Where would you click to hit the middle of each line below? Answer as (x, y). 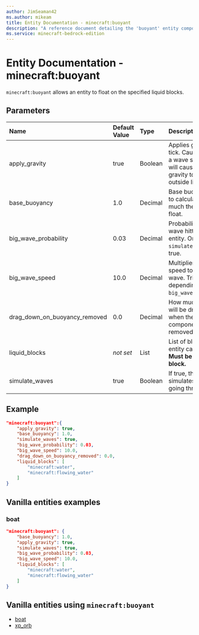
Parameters (28, 111)
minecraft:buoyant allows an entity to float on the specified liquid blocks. (95, 92)
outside (179, 182)
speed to (181, 270)
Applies (179, 145)
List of (177, 341)
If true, (178, 373)
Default (123, 127)
